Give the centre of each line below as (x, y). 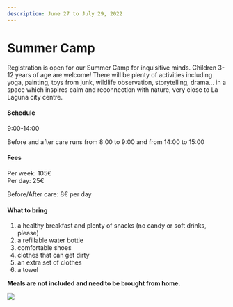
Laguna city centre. (35, 97)
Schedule (22, 113)
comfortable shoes (44, 248)
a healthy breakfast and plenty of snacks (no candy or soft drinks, (112, 226)
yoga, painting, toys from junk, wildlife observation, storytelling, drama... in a (117, 82)
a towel (27, 270)
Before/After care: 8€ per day (49, 194)
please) (28, 233)
